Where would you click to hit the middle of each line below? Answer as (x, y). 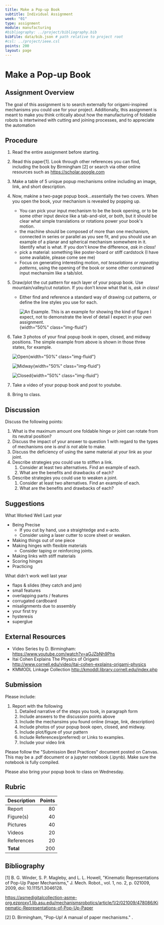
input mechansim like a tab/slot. (51, 273)
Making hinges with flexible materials (49, 546)
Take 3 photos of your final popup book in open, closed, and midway (81, 337)
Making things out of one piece (43, 540)
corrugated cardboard (34, 601)
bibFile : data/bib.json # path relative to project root (64, 37)
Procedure (21, 140)
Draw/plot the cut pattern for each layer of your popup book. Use (78, 283)
